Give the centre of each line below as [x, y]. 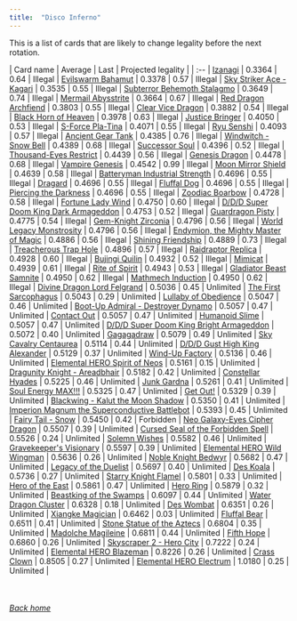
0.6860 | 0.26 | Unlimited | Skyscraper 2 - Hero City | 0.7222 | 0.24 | [135, 542]
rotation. [24, 52]
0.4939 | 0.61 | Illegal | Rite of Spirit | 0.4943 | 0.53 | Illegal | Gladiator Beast [148, 268]
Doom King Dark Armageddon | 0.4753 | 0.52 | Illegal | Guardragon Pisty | [144, 211]
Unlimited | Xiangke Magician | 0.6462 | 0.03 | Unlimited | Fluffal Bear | [139, 513]
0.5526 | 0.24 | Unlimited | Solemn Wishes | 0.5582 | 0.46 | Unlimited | [138, 438]
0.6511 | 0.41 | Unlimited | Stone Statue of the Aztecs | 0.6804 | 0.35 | [136, 523]
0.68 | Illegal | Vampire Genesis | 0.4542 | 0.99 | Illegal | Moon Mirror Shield [148, 164]
